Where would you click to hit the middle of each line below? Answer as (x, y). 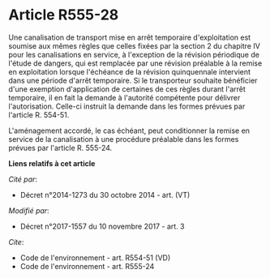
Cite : (16, 242)
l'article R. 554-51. (39, 114)
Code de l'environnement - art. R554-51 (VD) (95, 258)
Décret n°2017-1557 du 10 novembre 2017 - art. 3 (102, 226)
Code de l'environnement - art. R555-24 (87, 266)
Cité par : (23, 179)
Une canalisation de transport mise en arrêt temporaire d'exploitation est (130, 37)
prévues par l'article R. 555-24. (60, 148)
